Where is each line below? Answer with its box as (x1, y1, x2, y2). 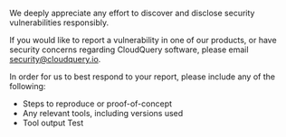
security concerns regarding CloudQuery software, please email (9, 44, 249, 55)
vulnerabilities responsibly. (9, 17, 110, 28)
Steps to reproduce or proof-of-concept (22, 98, 173, 109)
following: (9, 81, 46, 91)
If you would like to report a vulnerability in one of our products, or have (9, 35, 278, 45)
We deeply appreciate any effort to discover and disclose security (9, 8, 255, 18)
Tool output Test (22, 117, 84, 128)
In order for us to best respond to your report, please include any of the (9, 71, 276, 82)
